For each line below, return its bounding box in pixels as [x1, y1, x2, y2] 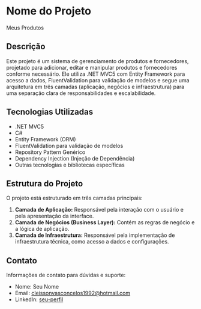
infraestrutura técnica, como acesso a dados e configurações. [14, 238, 169, 245]
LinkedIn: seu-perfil [14, 296, 64, 303]
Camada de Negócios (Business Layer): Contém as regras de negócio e [14, 219, 195, 226]
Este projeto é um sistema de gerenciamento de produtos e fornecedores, [6, 57, 189, 64]
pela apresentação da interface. [14, 212, 94, 220]
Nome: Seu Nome [14, 283, 59, 290]
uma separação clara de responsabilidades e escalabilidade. [6, 89, 156, 97]
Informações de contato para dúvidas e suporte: [6, 272, 126, 279]
